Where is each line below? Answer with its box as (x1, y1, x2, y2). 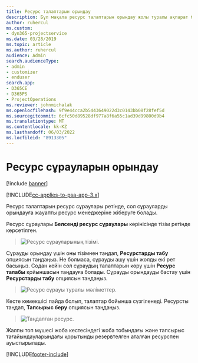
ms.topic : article (6, 42, 51, 48)
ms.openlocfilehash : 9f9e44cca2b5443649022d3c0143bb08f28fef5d (6, 107, 165, 113)
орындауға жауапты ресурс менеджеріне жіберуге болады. (6, 209, 158, 216)
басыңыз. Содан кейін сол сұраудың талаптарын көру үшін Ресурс (6, 262, 176, 269)
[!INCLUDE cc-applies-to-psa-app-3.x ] (6, 191, 100, 198)
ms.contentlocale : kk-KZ (6, 124, 67, 130)
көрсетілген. (6, 227, 38, 234)
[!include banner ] (6, 179, 48, 187)
